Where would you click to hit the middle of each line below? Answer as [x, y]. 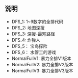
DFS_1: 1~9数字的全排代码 [38, 22]
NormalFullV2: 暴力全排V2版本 [42, 64]
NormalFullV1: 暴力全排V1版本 [41, 58]
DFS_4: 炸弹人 [26, 40]
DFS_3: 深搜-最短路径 [33, 34]
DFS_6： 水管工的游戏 [34, 52]
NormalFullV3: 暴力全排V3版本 [42, 71]
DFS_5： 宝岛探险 [29, 46]
